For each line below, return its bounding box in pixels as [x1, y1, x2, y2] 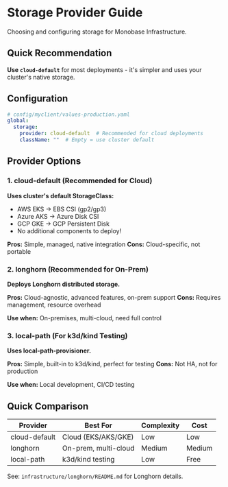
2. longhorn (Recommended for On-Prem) [7, 264, 149, 274]
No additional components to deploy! [16, 226, 122, 235]
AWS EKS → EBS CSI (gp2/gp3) [16, 204, 107, 213]
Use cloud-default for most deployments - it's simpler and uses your [7, 65, 202, 73]
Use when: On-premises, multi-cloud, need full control [7, 313, 162, 322]
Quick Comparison [7, 400, 89, 412]
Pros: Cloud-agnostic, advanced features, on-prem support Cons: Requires [7, 293, 221, 301]
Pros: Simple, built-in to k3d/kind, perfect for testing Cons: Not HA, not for [7, 360, 218, 368]
